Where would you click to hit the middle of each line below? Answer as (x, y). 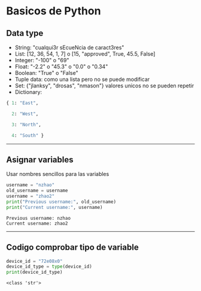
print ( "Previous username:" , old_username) (61, 202)
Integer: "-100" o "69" (42, 60)
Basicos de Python (54, 11)
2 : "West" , (25, 114)
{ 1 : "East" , (22, 103)
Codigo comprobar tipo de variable (72, 248)
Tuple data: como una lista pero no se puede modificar (82, 79)
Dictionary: (28, 92)
